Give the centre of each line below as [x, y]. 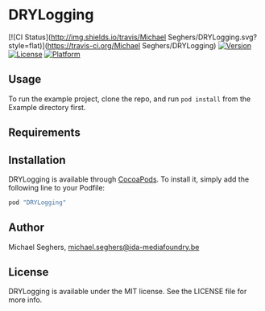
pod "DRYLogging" [37, 203]
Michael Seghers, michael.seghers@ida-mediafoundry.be [104, 247]
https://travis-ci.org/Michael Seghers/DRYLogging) [132, 45]
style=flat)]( [28, 45]
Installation [37, 160]
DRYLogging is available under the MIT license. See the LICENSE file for [128, 292]
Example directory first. [47, 107]
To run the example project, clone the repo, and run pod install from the [130, 99]
